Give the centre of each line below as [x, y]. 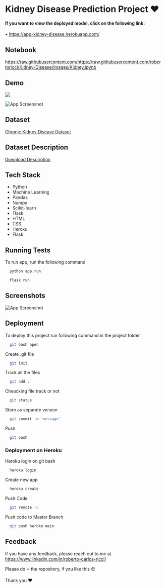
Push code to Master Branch [34, 517]
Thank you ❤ [19, 580]
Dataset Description [37, 147]
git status [21, 400]
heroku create [24, 489]
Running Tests [28, 250]
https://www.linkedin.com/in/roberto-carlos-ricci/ [56, 559]
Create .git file [20, 354]
